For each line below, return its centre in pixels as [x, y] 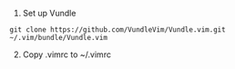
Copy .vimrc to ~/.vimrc [67, 54]
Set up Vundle [49, 13]
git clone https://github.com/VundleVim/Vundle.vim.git [117, 30]
